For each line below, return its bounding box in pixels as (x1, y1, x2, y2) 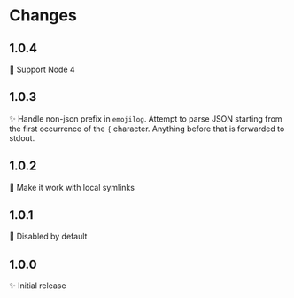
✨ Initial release (9, 280, 66, 291)
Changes (9, 5, 77, 26)
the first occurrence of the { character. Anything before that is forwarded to (9, 123, 285, 134)
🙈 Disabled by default (9, 231, 88, 242)
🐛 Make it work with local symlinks (9, 182, 135, 192)
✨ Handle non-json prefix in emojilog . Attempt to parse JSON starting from (9, 113, 282, 124)
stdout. (9, 132, 35, 143)
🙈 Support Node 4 (9, 64, 75, 74)
